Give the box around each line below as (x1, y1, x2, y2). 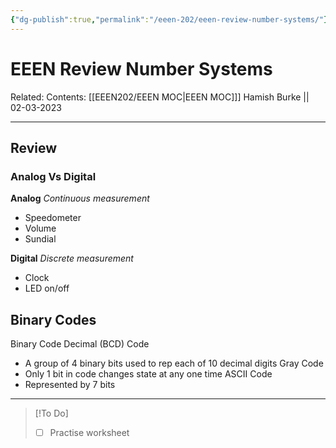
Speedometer (24, 212, 82, 224)
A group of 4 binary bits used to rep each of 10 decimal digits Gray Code (24, 357, 324, 370)
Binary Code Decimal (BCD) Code (10, 338, 150, 350)
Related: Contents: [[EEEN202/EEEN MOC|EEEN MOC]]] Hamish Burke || (10, 91, 310, 103)
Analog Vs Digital (10, 169, 97, 183)
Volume (24, 222, 57, 235)
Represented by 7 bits (24, 379, 116, 391)
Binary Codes (10, 311, 97, 328)
